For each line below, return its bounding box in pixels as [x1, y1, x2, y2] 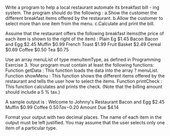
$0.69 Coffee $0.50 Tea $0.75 [5, 47, 69, 52]
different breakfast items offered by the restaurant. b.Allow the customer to [5, 15, 163, 21]
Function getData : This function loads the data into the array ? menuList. [5, 67, 159, 73]
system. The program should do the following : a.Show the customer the [5, 10, 157, 16]
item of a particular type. [5, 125, 57, 131]
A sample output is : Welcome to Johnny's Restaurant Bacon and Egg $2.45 [5, 99, 165, 105]
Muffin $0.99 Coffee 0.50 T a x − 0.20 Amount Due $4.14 [5, 104, 119, 110]
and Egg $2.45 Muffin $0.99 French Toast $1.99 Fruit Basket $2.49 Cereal [5, 41, 161, 47]
